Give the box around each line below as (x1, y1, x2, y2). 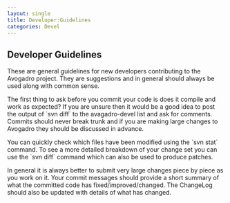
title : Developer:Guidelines (7, 17, 91, 24)
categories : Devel (7, 23, 60, 30)
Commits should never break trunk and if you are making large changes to (7, 117, 218, 125)
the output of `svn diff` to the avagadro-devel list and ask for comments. (7, 110, 213, 118)
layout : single (7, 10, 51, 17)
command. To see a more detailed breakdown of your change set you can (7, 145, 218, 154)
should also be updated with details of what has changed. (7, 188, 172, 197)
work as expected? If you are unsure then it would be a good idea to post (7, 103, 215, 111)
